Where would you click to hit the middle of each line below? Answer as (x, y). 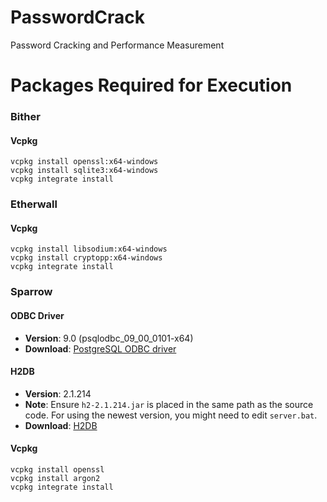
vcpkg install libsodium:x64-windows (89, 249)
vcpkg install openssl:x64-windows (84, 162)
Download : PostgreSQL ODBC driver (100, 348)
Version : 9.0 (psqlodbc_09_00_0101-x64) (109, 338)
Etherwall (34, 204)
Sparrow (31, 292)
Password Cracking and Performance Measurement (117, 45)
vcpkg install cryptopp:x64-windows (86, 258)
